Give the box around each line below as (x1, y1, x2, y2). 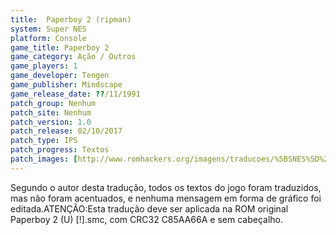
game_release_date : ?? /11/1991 (10, 89, 141, 99)
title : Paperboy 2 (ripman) (10, 14, 132, 25)
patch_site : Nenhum (10, 107, 92, 118)
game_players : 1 (10, 61, 78, 71)
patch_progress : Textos (10, 145, 110, 155)
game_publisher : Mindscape (10, 80, 123, 90)
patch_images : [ (10, 154, 78, 164)
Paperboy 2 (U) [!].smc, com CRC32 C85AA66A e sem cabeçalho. (10, 213, 283, 225)
